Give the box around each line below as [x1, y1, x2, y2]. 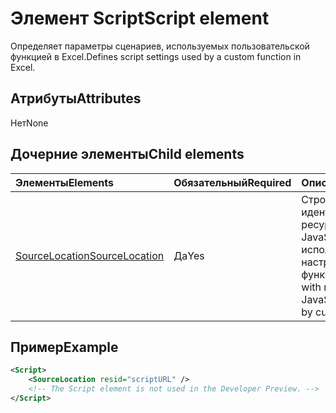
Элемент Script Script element [10, 7, 270, 30]
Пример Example [10, 338, 119, 356]
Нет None [10, 117, 49, 129]
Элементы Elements [15, 175, 115, 189]
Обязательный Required [173, 175, 292, 189]
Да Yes [173, 248, 205, 262]
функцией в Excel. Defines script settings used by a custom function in [10, 50, 302, 62]
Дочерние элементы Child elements [10, 146, 245, 163]
